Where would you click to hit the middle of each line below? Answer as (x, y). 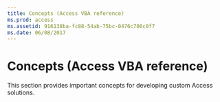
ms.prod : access (30, 20)
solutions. (21, 92)
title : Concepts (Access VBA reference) (66, 13)
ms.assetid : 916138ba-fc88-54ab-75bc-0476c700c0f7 (81, 26)
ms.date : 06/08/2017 (37, 33)
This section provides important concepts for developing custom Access (110, 86)
